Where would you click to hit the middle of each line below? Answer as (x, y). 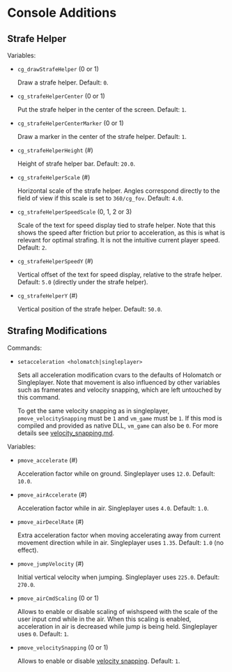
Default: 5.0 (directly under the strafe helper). (83, 282)
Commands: (25, 348)
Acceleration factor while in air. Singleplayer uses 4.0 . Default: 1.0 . (113, 508)
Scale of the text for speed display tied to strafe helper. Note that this (116, 225)
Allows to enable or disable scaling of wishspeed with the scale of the (117, 611)
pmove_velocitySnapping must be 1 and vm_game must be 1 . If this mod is (119, 418)
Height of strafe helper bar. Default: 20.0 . (76, 163)
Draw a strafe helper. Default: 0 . (63, 82)
